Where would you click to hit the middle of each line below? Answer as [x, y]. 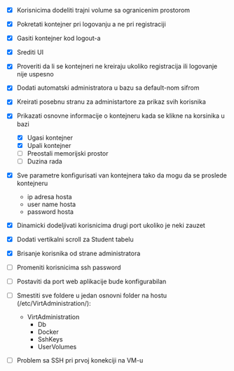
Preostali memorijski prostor [68, 153]
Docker [48, 332]
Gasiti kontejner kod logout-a [58, 39]
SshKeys [50, 339]
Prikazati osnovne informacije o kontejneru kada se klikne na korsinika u [121, 116]
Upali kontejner [49, 145]
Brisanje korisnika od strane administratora [78, 253]
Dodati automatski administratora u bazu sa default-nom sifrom [108, 88]
